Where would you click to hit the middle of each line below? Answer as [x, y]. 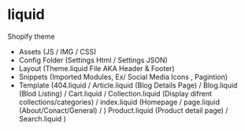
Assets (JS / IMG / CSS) [58, 51]
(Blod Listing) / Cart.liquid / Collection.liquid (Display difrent [115, 93]
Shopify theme [32, 36]
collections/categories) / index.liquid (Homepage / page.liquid [119, 102]
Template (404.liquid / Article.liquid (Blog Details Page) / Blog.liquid [128, 85]
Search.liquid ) [42, 118]
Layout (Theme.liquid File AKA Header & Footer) [97, 68]
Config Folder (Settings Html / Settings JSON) [93, 60]
